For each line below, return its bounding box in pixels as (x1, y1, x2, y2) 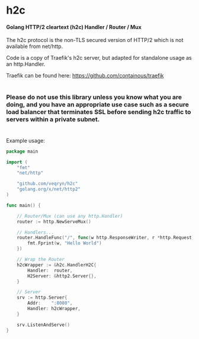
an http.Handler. (6, 60, 46, 68)
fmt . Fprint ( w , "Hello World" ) (27, 240, 102, 246)
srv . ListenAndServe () (17, 322, 70, 328)
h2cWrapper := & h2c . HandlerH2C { (17, 261, 97, 268)
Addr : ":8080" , (27, 300, 73, 306)
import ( (6, 159, 28, 165)
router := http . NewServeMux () (17, 218, 92, 225)
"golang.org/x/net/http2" (17, 186, 81, 192)
